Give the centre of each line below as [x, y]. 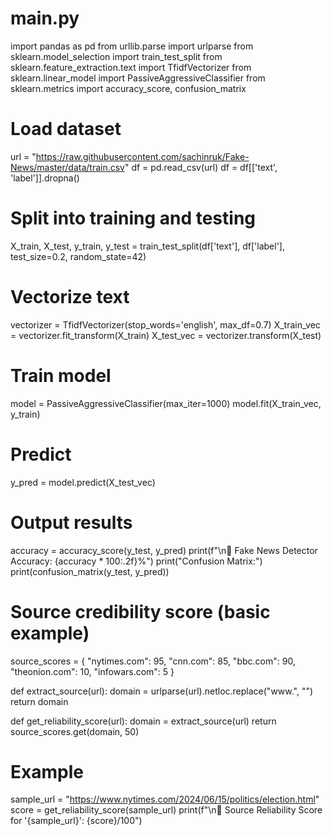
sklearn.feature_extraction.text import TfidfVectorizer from [131, 67]
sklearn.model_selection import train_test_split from [116, 56]
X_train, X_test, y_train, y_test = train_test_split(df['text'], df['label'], [147, 246]
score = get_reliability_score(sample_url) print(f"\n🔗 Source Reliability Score [166, 810]
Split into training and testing [133, 218]
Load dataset [66, 129]
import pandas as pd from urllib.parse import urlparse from [132, 46]
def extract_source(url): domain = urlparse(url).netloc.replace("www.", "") [162, 691]
